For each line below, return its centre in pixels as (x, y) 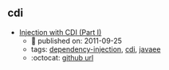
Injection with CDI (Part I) (60, 32)
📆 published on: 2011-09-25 (77, 41)
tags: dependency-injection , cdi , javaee (96, 49)
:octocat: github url (62, 57)
